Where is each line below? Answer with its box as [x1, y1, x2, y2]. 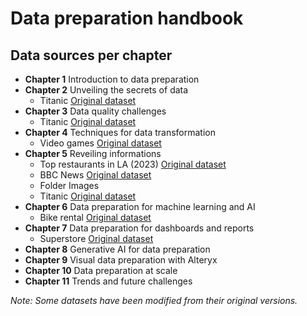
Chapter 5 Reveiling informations [24, 148, 162, 159]
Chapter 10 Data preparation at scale [24, 265, 178, 276]
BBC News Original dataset [39, 169, 152, 181]
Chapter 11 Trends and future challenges [24, 275, 193, 287]
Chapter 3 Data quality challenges [24, 105, 167, 117]
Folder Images [39, 180, 100, 191]
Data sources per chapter [10, 47, 173, 64]
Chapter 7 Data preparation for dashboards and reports [24, 222, 255, 234]
